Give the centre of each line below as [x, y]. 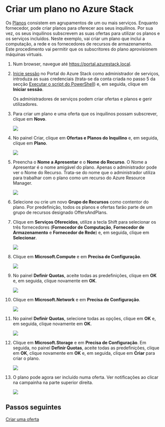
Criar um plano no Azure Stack [70, 9]
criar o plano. [26, 358]
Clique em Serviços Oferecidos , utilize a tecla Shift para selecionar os [84, 222]
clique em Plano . [30, 143]
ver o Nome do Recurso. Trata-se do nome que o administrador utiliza [84, 172]
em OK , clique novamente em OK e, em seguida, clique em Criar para [84, 353]
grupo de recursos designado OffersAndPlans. [60, 212]
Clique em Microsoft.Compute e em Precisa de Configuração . [77, 256]
